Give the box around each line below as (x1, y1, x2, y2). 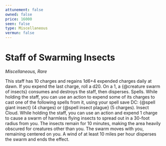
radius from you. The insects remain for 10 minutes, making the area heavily (5, 120, 161, 126)
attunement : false (5, 7, 43, 12)
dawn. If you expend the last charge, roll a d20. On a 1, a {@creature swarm (5, 83, 161, 89)
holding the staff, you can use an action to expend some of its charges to (5, 94, 156, 100)
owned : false (5, 12, 32, 17)
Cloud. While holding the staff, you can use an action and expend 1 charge (5, 110, 158, 116)
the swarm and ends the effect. (5, 136, 70, 142)
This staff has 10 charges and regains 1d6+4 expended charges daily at (5, 78, 152, 84)
